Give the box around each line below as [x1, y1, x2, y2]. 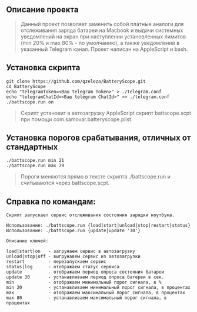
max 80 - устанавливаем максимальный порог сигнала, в [6, 295, 167, 301]
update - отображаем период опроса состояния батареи [6, 269, 165, 275]
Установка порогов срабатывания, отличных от [6, 133, 191, 143]
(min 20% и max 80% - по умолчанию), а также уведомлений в [20, 39, 180, 46]
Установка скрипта [6, 63, 81, 73]
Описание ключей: [6, 238, 49, 244]
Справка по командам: [6, 196, 96, 206]
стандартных [6, 142, 58, 152]
